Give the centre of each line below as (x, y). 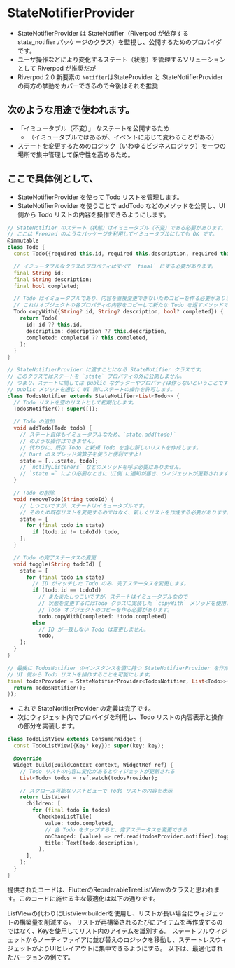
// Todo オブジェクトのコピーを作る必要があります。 (105, 610)
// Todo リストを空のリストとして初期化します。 (75, 402)
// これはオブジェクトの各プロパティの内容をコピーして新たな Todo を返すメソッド (119, 305)
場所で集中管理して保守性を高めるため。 (76, 154)
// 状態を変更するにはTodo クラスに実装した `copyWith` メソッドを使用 (132, 604)
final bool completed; (47, 286)
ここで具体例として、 (53, 179)
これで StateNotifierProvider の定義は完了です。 (86, 709)
